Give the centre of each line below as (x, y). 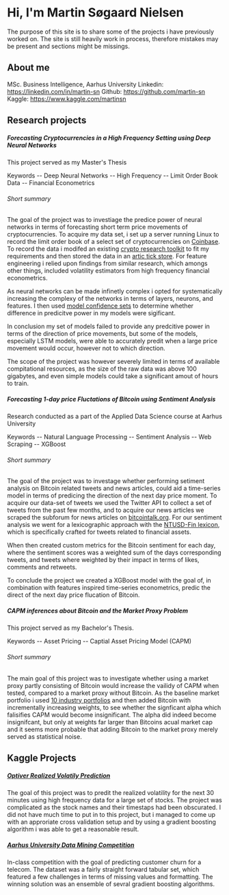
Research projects (47, 120)
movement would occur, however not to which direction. (86, 348)
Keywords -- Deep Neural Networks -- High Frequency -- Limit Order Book (112, 175)
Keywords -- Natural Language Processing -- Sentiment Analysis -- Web (109, 437)
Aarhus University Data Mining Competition (71, 845)
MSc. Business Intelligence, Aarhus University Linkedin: (85, 84)
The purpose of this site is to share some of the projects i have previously (110, 32)
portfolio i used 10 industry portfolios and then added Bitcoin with (99, 700)
